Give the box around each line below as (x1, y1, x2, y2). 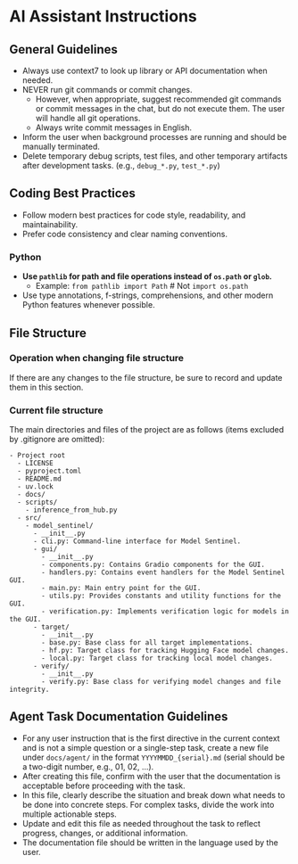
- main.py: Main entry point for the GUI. (41, 584, 202, 593)
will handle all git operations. (35, 113, 141, 123)
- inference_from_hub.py (25, 506, 118, 514)
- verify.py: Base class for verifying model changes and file (41, 678, 281, 687)
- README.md (17, 474, 62, 483)
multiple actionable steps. (21, 809, 118, 819)
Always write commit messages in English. (35, 122, 193, 133)
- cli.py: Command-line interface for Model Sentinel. (32, 537, 242, 546)
